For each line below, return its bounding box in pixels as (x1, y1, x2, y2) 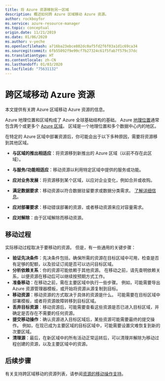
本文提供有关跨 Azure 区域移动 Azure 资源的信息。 (5, 106, 107, 112)
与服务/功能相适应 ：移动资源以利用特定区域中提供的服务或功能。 (12, 167, 144, 173)
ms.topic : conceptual (5, 26, 50, 30)
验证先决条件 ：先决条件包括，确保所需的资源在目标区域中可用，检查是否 (12, 255, 159, 261)
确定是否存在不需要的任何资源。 (12, 310, 77, 316)
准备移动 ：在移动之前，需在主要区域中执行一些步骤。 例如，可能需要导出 (12, 279, 161, 285)
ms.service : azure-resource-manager (5, 21, 80, 26)
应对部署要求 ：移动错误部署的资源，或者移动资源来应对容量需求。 (12, 204, 146, 210)
